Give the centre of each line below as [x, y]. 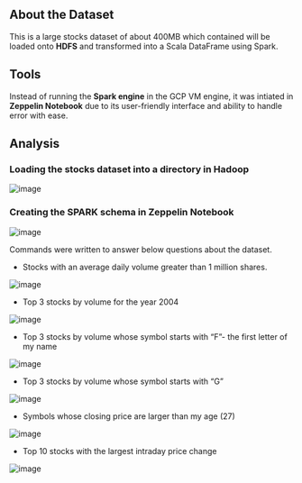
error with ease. [39, 115]
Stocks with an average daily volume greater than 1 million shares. [145, 267]
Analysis [35, 144]
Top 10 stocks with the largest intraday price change [119, 451]
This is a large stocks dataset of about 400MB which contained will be [140, 36]
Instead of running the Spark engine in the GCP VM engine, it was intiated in [151, 96]
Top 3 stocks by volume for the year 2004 [101, 302]
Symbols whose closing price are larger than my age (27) [129, 416]
